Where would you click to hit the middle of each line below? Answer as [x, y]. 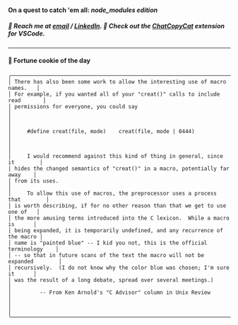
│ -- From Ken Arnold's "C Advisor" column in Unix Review [109, 292]
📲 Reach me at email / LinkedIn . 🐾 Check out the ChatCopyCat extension [117, 26]
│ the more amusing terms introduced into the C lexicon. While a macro [119, 218]
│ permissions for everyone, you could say [73, 106]
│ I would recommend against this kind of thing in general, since [115, 156]
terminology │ [34, 249]
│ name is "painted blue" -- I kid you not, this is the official [108, 243]
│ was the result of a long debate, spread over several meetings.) [111, 280]
